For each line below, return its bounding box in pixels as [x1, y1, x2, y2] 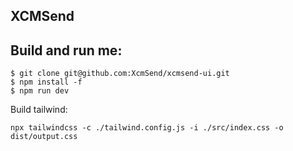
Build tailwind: [10, 104, 68, 116]
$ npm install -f [10, 77, 83, 88]
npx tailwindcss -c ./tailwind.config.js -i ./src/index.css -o [10, 123, 284, 133]
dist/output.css [10, 132, 78, 142]
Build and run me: [10, 42, 123, 59]
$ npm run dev [10, 86, 70, 96]
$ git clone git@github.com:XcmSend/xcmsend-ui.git [10, 69, 230, 79]
